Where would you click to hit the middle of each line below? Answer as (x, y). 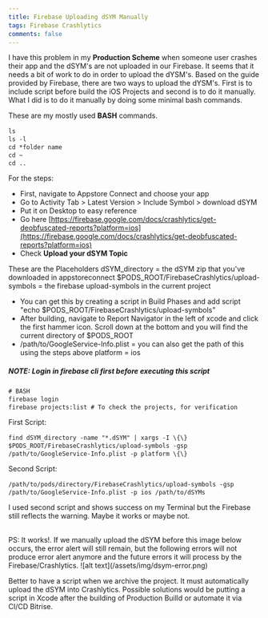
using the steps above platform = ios (80, 353)
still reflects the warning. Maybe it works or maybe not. (99, 516)
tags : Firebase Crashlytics (55, 25)
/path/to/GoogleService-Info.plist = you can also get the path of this (132, 344)
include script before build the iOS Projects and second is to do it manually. (132, 91)
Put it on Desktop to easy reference (78, 211)
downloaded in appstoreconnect (62, 277)
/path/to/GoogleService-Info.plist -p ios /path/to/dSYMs (107, 493)
